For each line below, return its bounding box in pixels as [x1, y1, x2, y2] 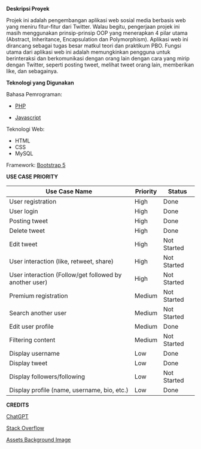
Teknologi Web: [6, 126, 45, 132]
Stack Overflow [6, 424, 45, 432]
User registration [9, 198, 57, 205]
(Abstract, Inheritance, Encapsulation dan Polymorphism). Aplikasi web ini [6, 36, 188, 43]
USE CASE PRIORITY [6, 173, 59, 180]
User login [9, 207, 38, 215]
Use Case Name [45, 187, 93, 195]
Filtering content [9, 336, 56, 344]
